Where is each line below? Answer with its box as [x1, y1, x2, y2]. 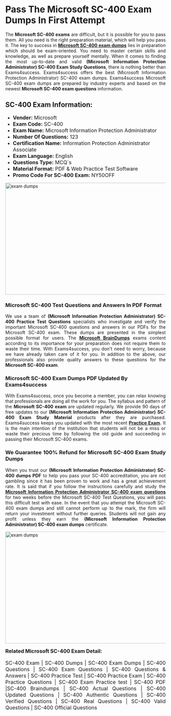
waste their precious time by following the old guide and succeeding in [5, 431, 166, 437]
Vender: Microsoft [12, 114, 57, 121]
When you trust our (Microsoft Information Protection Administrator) [5, 467, 156, 473]
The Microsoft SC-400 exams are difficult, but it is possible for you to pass [5, 31, 166, 37]
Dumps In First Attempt [5, 14, 105, 26]
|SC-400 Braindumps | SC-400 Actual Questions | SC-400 [5, 685, 166, 692]
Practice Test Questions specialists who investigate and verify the [16, 318, 166, 325]
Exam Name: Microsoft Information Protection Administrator [12, 127, 157, 134]
